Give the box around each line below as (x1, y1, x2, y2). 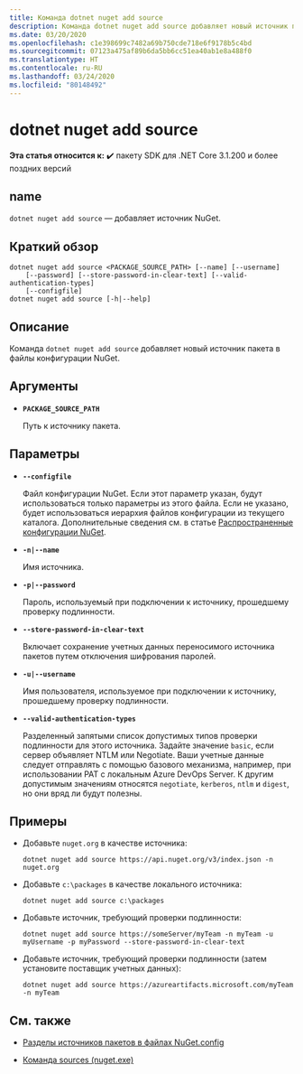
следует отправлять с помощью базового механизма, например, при (22, 759, 291, 770)
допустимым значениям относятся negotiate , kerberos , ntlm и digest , (22, 778, 290, 789)
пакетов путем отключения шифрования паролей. (22, 650, 216, 661)
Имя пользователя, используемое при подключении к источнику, (22, 686, 277, 696)
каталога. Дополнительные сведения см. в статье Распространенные (22, 517, 294, 528)
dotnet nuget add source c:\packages (22, 896, 165, 906)
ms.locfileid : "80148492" (9, 80, 106, 89)
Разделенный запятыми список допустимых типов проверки (22, 730, 258, 741)
